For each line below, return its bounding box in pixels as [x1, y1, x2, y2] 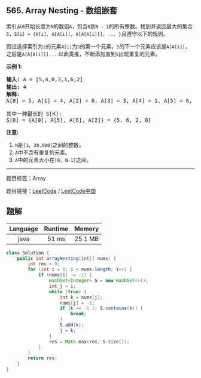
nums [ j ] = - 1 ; [59, 300, 95, 306]
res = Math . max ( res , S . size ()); [48, 339, 130, 345]
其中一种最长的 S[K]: [6, 110, 62, 117]
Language [9, 225, 39, 233]
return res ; [28, 355, 58, 361]
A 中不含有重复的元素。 [14, 149, 71, 156]
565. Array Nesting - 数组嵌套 [6, 5, 118, 16]
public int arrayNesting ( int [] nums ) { [17, 256, 117, 262]
